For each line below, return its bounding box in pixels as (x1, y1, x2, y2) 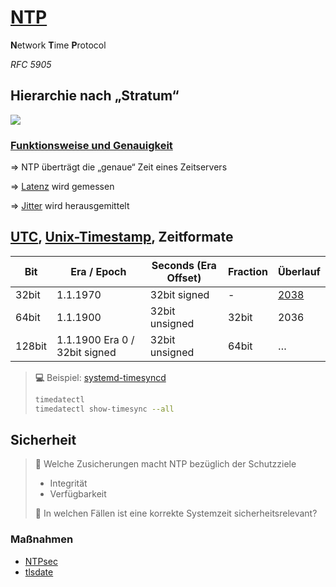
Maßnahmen (10, 532, 74, 546)
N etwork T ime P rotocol (10, 39, 107, 51)
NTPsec (24, 555, 58, 567)
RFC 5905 (10, 58, 52, 70)
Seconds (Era (151, 258, 217, 272)
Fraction (227, 264, 268, 278)
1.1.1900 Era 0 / (56, 332, 135, 346)
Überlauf (277, 264, 321, 278)
